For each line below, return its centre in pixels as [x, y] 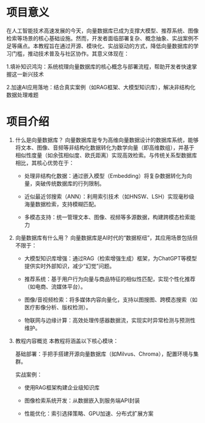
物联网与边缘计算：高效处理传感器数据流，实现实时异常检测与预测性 [110, 320]
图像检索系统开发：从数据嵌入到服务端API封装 [82, 400]
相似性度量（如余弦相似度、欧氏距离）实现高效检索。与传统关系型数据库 [106, 155]
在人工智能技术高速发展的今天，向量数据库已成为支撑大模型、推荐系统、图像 [103, 31]
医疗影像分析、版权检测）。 [58, 307]
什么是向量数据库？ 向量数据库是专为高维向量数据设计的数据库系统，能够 [107, 140]
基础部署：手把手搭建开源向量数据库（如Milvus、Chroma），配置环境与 [104, 354]
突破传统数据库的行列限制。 [70, 183]
